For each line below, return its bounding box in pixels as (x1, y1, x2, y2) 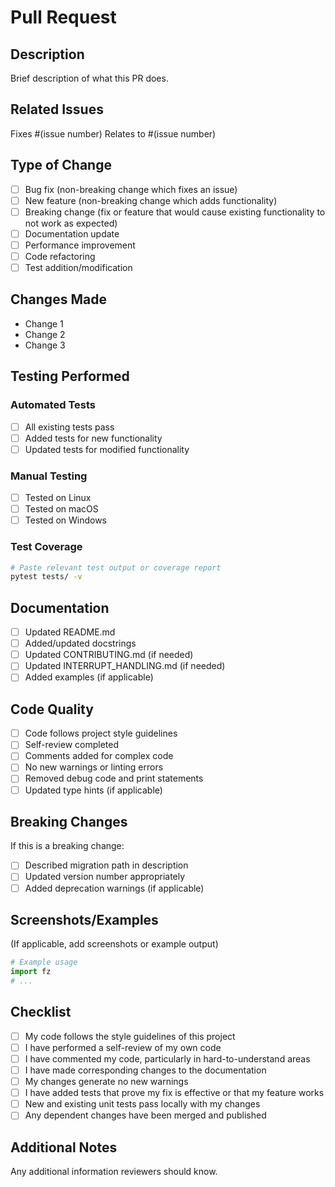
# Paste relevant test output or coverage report (10, 562, 222, 573)
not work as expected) (24, 217, 118, 229)
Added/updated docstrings (24, 637, 137, 650)
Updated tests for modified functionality (24, 443, 190, 455)
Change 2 (24, 328, 66, 340)
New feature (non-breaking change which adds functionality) (24, 194, 278, 206)
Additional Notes (10, 1139, 118, 1156)
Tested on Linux (24, 492, 92, 504)
